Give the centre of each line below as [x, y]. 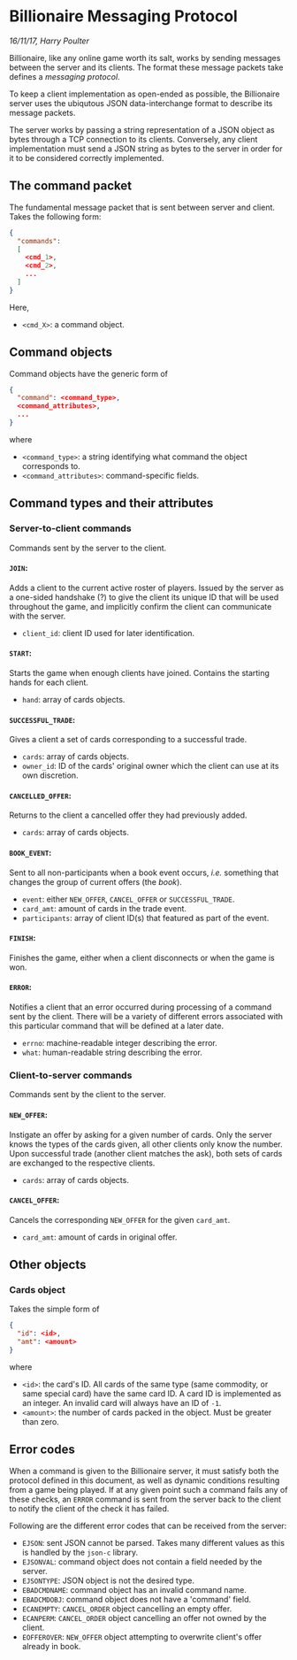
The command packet [71, 186]
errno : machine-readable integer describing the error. [120, 1043]
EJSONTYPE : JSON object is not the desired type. [108, 1580]
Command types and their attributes [111, 503]
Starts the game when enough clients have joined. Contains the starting [139, 673]
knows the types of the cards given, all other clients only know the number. [146, 1144]
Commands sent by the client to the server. [88, 1095]
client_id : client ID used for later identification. [108, 633]
